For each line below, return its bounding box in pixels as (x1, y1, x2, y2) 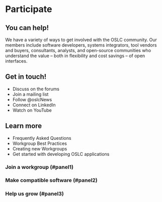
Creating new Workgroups (12, 145, 67, 151)
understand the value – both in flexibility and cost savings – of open (5, 53, 145, 59)
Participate (5, 4, 52, 15)
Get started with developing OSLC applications (12, 151, 110, 157)
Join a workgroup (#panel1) (5, 163, 74, 170)
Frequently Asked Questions (12, 135, 71, 141)
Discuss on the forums (12, 86, 59, 92)
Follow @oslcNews (12, 96, 52, 102)
